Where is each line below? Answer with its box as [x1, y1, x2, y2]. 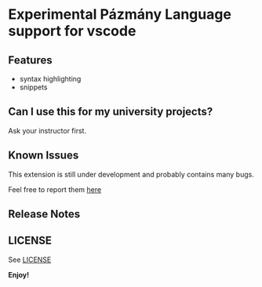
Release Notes [8, 208, 81, 221]
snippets [19, 82, 48, 92]
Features [8, 53, 53, 67]
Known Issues [8, 149, 79, 162]
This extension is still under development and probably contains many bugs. [8, 169, 255, 179]
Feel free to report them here [8, 184, 102, 194]
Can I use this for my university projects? [8, 105, 213, 118]
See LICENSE [8, 255, 52, 264]
